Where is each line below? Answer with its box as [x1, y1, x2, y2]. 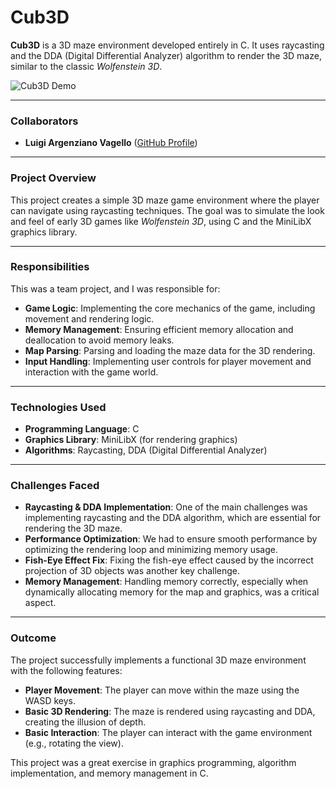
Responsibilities [10, 260, 90, 274]
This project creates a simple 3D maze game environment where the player [10, 194, 320, 206]
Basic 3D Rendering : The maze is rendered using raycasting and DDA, [24, 705, 316, 717]
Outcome [10, 631, 57, 645]
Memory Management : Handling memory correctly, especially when [24, 576, 309, 588]
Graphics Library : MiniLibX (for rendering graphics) [24, 434, 238, 446]
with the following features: [10, 664, 123, 676]
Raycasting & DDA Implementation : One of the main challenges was [24, 501, 308, 513]
